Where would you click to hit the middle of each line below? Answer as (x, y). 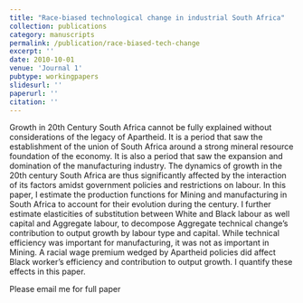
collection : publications (58, 26)
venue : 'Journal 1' (46, 69)
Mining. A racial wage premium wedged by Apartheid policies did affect (142, 252)
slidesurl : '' (36, 85)
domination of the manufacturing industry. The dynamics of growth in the (146, 166)
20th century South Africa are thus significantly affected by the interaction (148, 175)
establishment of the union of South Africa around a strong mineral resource (151, 147)
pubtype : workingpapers (54, 77)
